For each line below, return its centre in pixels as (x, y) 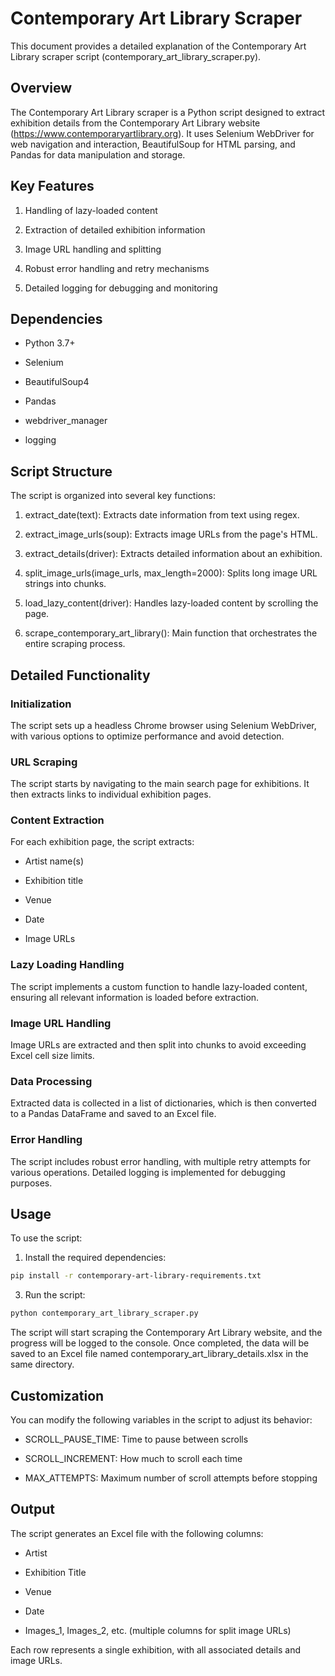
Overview (41, 88)
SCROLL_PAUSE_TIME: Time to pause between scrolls (136, 1439)
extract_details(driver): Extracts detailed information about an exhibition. (173, 554)
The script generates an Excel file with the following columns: (137, 1533)
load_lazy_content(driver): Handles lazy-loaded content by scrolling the (171, 603)
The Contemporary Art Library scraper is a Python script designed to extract (168, 112)
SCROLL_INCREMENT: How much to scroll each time (133, 1459)
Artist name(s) (54, 861)
